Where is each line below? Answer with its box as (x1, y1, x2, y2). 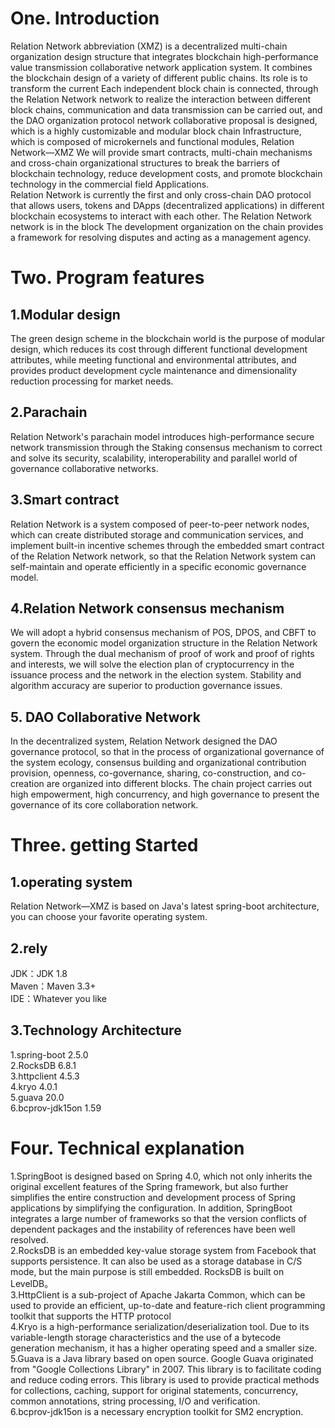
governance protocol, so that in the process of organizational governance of (10, 746, 325, 758)
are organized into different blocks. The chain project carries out (46, 778, 313, 790)
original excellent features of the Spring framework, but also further (10, 1180, 289, 1192)
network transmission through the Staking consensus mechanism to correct (10, 441, 323, 453)
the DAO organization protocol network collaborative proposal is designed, (10, 114, 318, 126)
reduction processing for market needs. (10, 375, 174, 387)
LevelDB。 (10, 1277, 54, 1289)
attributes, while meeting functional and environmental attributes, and (10, 353, 297, 366)
